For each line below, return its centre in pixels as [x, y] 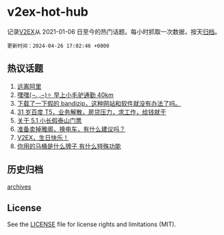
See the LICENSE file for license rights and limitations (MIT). [92, 224]
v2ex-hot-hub [48, 12]
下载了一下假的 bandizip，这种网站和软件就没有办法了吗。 [99, 103]
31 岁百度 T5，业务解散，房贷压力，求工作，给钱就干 [91, 112]
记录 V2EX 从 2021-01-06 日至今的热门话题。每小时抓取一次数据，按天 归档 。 [114, 31]
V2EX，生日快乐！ [43, 137]
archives [19, 186]
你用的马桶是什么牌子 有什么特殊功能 [69, 146]
